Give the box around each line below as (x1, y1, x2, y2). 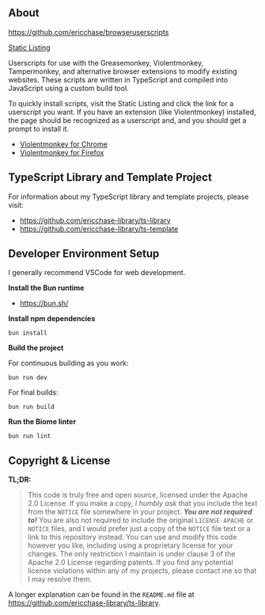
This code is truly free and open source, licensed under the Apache (27, 491, 248, 500)
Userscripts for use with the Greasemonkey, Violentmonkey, (8, 58, 204, 67)
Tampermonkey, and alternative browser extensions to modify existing (8, 67, 237, 76)
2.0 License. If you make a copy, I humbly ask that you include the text (27, 498, 258, 508)
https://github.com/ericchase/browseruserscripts (8, 27, 169, 36)
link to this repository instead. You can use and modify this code (27, 533, 237, 542)
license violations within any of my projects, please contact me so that (27, 566, 257, 575)
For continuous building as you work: (8, 358, 129, 368)
